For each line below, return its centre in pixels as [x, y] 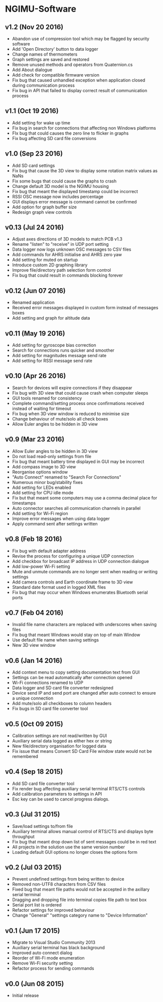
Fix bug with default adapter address [49, 551]
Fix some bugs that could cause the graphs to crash [64, 181]
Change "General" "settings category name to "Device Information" [80, 915]
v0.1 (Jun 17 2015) [33, 931]
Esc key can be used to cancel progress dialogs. [61, 799]
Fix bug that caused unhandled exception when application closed [79, 80]
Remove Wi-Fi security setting [42, 963]
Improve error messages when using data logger [61, 519]
